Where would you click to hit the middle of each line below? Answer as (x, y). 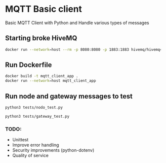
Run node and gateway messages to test (69, 96)
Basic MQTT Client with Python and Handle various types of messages (77, 23)
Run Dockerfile (28, 65)
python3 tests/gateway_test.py (37, 116)
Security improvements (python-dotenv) (53, 150)
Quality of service (30, 156)
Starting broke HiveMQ (41, 38)
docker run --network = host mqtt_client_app (51, 81)
